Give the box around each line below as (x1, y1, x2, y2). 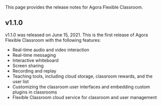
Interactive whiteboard (12, 57, 59, 63)
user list (12, 78, 29, 84)
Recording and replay (12, 68, 57, 74)
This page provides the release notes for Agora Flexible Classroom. (5, 4, 143, 10)
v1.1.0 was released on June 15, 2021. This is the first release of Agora (5, 32, 148, 38)
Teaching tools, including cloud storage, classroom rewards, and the (12, 73, 153, 79)
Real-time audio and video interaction (12, 47, 89, 53)
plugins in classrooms (12, 89, 57, 95)
